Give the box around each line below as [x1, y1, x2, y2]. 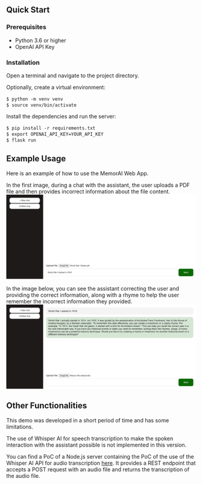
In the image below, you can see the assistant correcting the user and [6, 285, 180, 292]
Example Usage [6, 153, 66, 164]
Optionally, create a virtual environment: [6, 83, 106, 91]
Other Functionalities [6, 401, 87, 411]
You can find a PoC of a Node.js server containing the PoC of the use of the [6, 453, 194, 460]
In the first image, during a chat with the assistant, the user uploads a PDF [6, 181, 190, 189]
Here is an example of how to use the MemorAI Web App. [6, 169, 149, 177]
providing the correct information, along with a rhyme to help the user [6, 291, 180, 298]
